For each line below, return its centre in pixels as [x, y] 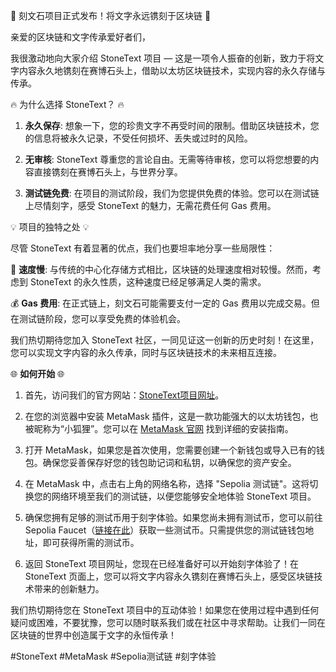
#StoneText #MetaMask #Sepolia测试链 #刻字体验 [113, 656]
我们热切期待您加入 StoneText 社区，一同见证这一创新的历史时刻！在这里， [165, 340]
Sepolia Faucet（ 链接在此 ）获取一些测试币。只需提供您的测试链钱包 [165, 530]
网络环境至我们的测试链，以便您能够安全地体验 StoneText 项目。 [184, 496]
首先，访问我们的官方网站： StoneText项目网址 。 [124, 395]
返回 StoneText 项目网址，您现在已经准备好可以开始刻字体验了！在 [162, 563]
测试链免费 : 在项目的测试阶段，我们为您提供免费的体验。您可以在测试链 [172, 193]
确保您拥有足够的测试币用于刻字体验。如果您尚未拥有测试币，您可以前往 [173, 517]
